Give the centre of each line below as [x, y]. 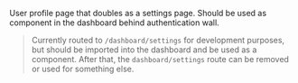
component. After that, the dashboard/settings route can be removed [160, 59]
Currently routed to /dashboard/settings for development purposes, [158, 40]
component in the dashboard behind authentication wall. [114, 23]
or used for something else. [83, 69]
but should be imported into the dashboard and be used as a [144, 50]
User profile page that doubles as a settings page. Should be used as [138, 13]
